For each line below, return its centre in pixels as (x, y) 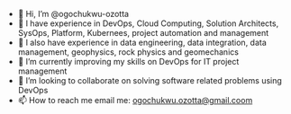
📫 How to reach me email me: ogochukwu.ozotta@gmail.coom (135, 100)
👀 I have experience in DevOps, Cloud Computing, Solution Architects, (148, 23)
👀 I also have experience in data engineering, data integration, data (142, 42)
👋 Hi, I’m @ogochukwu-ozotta (73, 14)
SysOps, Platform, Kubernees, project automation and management (143, 33)
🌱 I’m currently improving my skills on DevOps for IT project (128, 61)
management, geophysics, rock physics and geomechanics (128, 52)
